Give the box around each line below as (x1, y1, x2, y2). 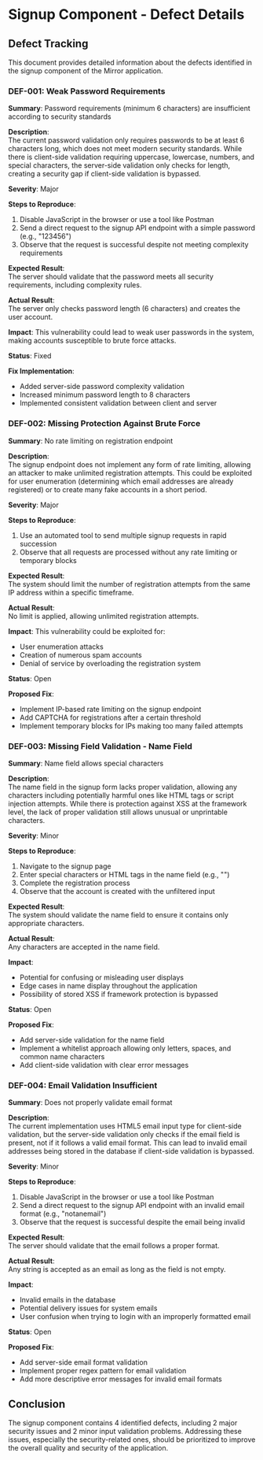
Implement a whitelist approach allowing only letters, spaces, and (19, 1043, 232, 1053)
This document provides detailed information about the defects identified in (8, 57, 253, 67)
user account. (8, 313, 53, 322)
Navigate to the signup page (19, 861, 111, 871)
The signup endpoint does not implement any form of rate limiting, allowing (8, 459, 251, 469)
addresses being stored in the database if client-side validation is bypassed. (8, 1147, 255, 1156)
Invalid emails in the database (19, 1295, 116, 1305)
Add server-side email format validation (19, 1358, 148, 1367)
